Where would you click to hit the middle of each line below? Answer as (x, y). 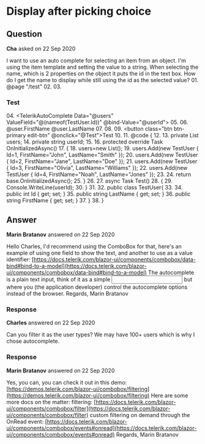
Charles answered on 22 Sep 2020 (51, 323)
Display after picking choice (79, 11)
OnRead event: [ (27, 421)
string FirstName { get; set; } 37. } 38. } (55, 201)
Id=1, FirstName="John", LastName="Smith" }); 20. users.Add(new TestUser (102, 155)
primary (16, 136)
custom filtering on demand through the (140, 415)
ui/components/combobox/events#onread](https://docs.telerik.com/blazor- (102, 428)
